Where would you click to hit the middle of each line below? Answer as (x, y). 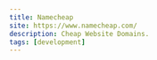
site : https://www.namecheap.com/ (74, 26)
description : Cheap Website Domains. (79, 34)
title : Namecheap (41, 17)
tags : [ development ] (48, 42)
